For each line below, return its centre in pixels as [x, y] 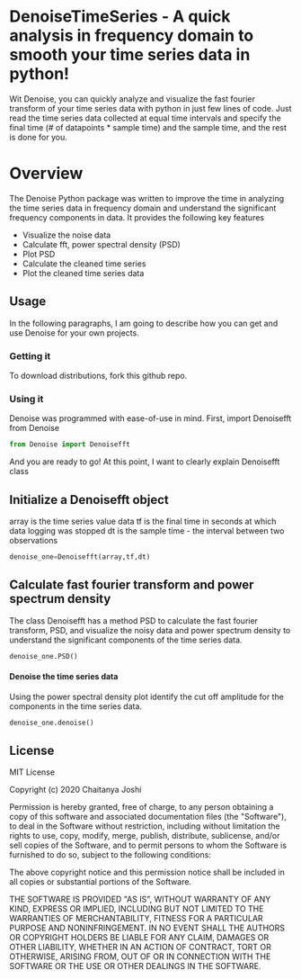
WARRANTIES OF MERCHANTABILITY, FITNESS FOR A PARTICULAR [136, 919]
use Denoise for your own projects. [74, 332]
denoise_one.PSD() [44, 656]
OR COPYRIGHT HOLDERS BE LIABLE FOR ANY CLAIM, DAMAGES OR [139, 938]
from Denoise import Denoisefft [70, 445]
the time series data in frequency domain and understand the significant [143, 208]
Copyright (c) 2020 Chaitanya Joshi [75, 790]
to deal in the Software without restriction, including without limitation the [145, 826]
